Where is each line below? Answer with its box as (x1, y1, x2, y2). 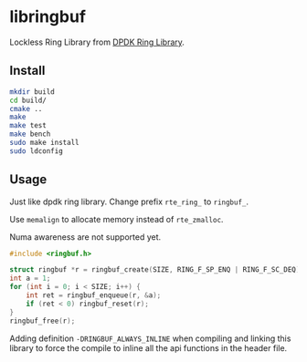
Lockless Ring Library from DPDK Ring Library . (9, 36, 185, 47)
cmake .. (9, 104, 43, 113)
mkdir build (9, 87, 55, 97)
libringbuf (9, 6, 87, 27)
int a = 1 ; (9, 274, 51, 284)
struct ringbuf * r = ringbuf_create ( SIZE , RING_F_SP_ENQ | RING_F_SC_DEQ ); (9, 265, 304, 274)
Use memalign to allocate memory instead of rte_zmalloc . (9, 213, 224, 224)
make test (9, 121, 48, 130)
